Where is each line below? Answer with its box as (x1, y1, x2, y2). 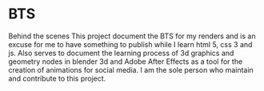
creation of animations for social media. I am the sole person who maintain (8, 65, 254, 74)
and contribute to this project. (8, 73, 106, 83)
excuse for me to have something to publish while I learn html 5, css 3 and (8, 39, 253, 49)
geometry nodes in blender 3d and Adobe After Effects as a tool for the (8, 57, 243, 66)
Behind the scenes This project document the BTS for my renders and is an (8, 31, 256, 41)
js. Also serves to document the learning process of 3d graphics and (8, 48, 234, 57)
